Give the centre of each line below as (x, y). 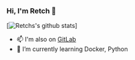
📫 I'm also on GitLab (46, 40)
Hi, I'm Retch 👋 (31, 11)
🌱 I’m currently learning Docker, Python (72, 49)
